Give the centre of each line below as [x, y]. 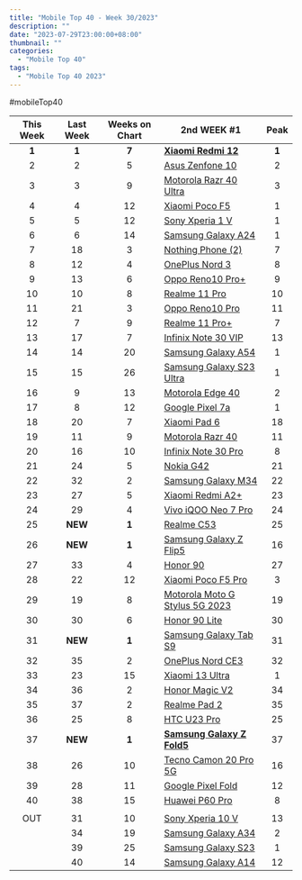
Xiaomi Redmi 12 [201, 150]
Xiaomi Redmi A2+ [203, 494]
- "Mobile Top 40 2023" [62, 77]
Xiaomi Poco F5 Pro [206, 579]
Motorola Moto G [200, 594]
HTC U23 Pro [192, 719]
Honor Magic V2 [199, 690]
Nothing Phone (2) [203, 249]
